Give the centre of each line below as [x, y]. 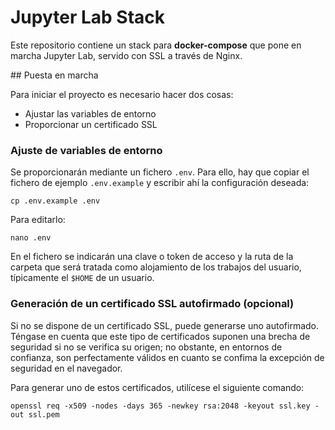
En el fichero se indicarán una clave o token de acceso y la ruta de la [152, 257]
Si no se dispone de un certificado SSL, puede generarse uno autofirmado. [165, 325]
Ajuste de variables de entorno [86, 150]
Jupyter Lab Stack [88, 17]
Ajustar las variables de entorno [90, 113]
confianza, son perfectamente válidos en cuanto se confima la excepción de [167, 357]
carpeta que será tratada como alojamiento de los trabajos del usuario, [156, 267]
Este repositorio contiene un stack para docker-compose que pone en [156, 45]
